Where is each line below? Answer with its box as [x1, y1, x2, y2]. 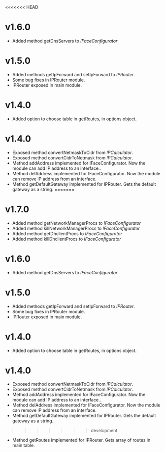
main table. [12, 443, 35, 449]
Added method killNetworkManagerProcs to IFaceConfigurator [12, 225, 140, 231]
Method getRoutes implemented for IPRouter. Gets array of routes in [12, 437, 151, 443]
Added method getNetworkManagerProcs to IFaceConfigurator [12, 220, 141, 226]
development [91, 428, 118, 434]
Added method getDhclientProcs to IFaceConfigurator [12, 230, 122, 237]
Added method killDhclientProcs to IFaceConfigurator [12, 236, 122, 242]
